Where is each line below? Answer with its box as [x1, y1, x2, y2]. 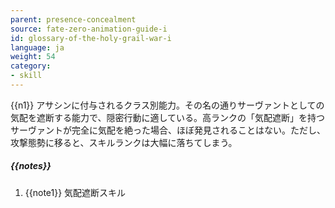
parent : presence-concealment [10, 14, 137, 25]
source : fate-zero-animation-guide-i [10, 24, 168, 34]
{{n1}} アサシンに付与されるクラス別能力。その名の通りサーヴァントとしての [10, 99, 325, 111]
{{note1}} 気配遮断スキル [24, 186, 127, 198]
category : [10, 61, 52, 71]
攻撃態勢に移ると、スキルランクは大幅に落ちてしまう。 [10, 136, 238, 148]
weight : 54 [10, 52, 56, 62]
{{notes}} [10, 160, 52, 172]
